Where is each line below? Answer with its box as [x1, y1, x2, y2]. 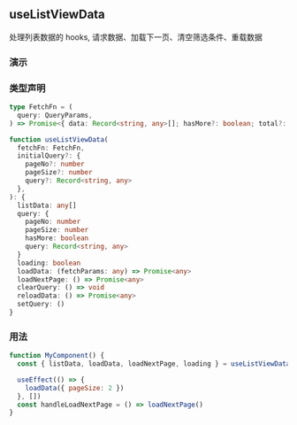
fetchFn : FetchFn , [17, 143, 86, 152]
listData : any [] [17, 201, 77, 210]
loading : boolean [17, 259, 81, 267]
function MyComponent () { [9, 352, 104, 360]
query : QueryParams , [17, 111, 93, 120]
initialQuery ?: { [17, 151, 81, 160]
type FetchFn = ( [9, 103, 73, 112]
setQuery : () [17, 300, 65, 309]
